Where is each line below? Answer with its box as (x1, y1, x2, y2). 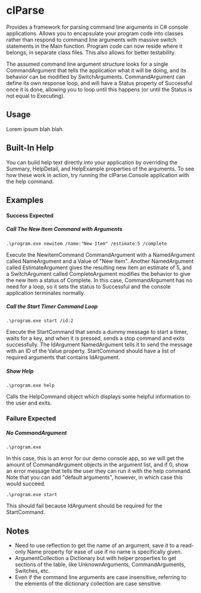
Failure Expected (6, 414, 56, 422)
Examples (6, 195, 44, 205)
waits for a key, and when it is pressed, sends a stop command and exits (6, 334, 185, 342)
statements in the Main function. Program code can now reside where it (6, 42, 183, 50)
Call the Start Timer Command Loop (6, 303, 98, 310)
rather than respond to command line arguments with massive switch (6, 36, 176, 43)
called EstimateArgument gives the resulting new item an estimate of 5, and (6, 264, 192, 271)
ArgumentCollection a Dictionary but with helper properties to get (14, 555, 176, 562)
